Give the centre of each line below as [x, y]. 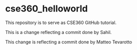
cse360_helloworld [47, 9]
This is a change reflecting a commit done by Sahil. [59, 32]
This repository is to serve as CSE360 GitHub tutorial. [61, 22]
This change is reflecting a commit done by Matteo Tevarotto [69, 42]
